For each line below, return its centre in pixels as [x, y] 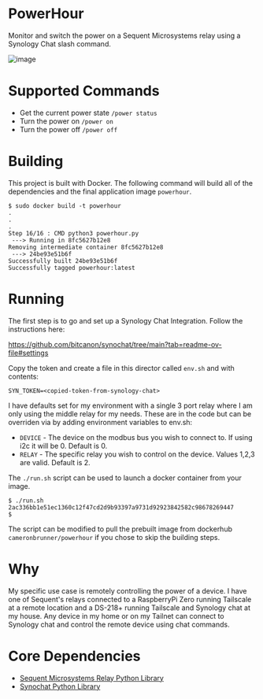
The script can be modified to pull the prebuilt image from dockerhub [120, 529]
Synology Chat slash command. [60, 43]
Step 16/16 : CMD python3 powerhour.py [74, 233]
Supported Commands [84, 91]
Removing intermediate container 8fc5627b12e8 [86, 247]
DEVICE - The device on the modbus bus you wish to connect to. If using [136, 437]
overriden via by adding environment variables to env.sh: [100, 422]
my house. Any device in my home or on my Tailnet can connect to [116, 616]
